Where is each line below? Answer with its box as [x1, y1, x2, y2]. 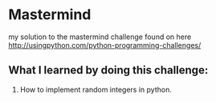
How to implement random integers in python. [19, 84, 173, 94]
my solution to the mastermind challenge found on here [8, 32, 192, 41]
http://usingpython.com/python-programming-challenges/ [8, 40, 202, 49]
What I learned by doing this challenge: [8, 64, 209, 77]
